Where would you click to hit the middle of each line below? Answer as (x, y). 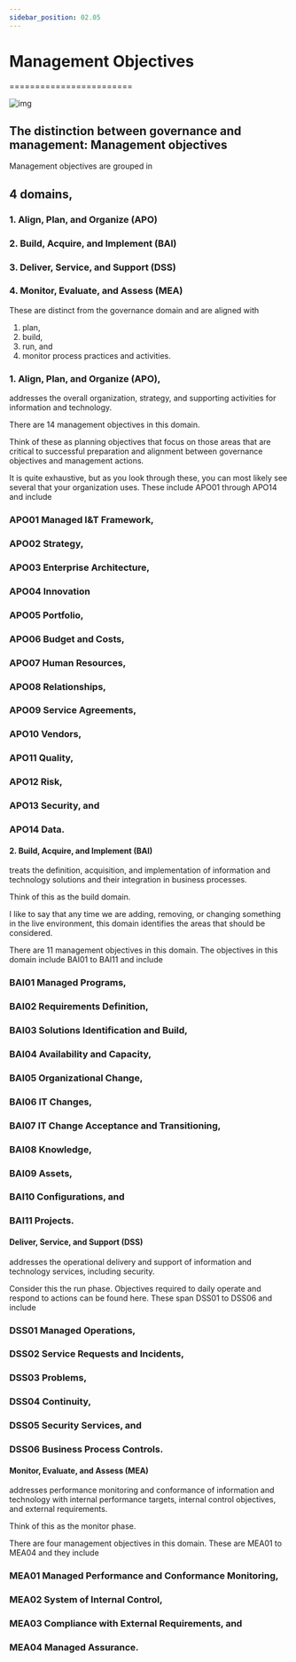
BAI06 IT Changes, (51, 1102)
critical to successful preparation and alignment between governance (136, 451)
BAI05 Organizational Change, (76, 1078)
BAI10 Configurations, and (67, 1197)
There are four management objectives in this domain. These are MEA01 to (145, 1543)
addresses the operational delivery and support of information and (131, 1262)
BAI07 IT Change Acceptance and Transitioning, (115, 1126)
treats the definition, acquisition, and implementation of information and (140, 870)
